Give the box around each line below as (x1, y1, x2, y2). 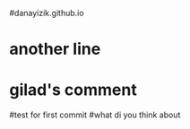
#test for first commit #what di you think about (9, 109, 181, 120)
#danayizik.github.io (9, 8, 84, 18)
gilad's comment (9, 80, 137, 100)
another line (9, 39, 101, 59)
